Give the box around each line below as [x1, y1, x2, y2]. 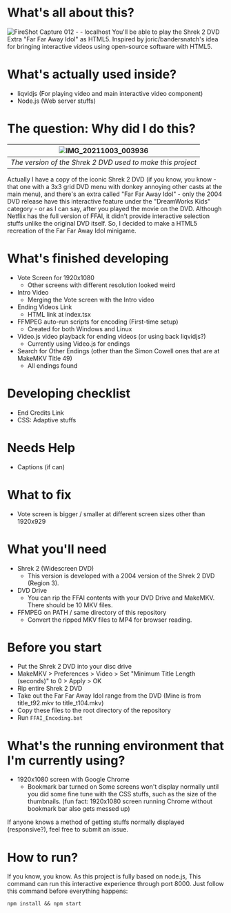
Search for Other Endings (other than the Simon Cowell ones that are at [17, 346, 220, 355]
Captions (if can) [17, 462, 66, 471]
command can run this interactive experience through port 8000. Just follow [7, 880, 224, 888]
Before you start [7, 640, 102, 655]
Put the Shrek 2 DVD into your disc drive [17, 662, 132, 671]
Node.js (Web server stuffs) [17, 97, 97, 105]
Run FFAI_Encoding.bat [17, 714, 83, 722]
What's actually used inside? [7, 67, 177, 82]
